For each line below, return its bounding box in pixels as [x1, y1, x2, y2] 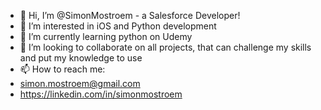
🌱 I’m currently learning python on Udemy [19, 31, 193, 42]
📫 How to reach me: [19, 63, 106, 75]
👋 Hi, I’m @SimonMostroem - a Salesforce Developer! [19, 10, 241, 21]
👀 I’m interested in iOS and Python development [19, 20, 217, 32]
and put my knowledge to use [19, 52, 143, 64]
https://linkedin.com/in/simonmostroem [19, 88, 183, 100]
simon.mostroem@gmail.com [19, 78, 141, 89]
